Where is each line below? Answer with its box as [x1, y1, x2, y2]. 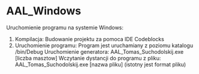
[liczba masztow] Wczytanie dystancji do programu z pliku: [14, 54, 161, 61]
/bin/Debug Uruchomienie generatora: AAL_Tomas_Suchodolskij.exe [14, 48, 184, 55]
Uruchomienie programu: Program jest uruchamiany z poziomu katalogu [14, 42, 194, 49]
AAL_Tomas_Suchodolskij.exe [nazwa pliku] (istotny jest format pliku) [14, 61, 186, 68]
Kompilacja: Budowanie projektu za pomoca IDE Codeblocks [14, 35, 165, 42]
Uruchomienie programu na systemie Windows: [6, 24, 124, 31]
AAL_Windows [6, 4, 82, 18]
